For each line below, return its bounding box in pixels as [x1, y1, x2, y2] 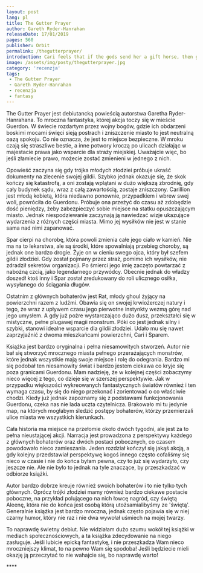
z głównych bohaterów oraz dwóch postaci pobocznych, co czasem [6, 438, 176, 445]
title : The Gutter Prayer [6, 20, 71, 26]
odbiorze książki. [6, 470, 49, 477]
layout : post [6, 8, 39, 15]
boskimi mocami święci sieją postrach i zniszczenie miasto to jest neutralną [6, 129, 195, 136]
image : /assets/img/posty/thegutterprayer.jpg [6, 59, 126, 65]
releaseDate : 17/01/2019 [6, 31, 69, 37]
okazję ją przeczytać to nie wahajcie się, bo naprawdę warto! [6, 551, 159, 558]
